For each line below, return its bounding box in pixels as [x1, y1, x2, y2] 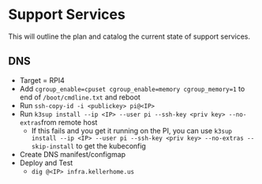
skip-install [31, 142, 75, 151]
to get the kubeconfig [76, 141, 146, 151]
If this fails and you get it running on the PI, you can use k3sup [31, 126, 233, 135]
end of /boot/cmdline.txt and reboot [19, 92, 140, 102]
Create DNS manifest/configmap [19, 149, 126, 159]
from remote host [40, 117, 98, 127]
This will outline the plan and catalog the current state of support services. [8, 32, 251, 41]
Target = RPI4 [19, 75, 65, 84]
